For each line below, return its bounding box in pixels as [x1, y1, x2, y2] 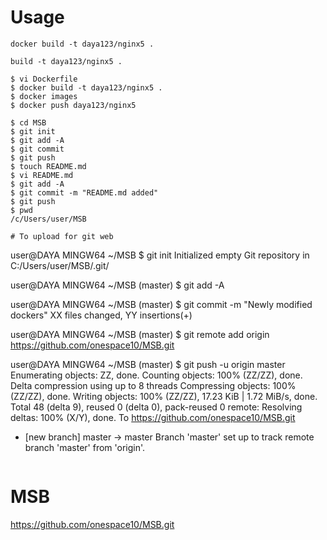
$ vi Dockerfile [10, 74, 78, 84]
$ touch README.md [10, 161, 87, 171]
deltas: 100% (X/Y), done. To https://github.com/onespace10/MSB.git [10, 411, 296, 423]
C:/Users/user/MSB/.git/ [10, 259, 110, 271]
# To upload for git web [10, 231, 114, 241]
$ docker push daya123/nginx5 [10, 100, 137, 110]
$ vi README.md [10, 170, 74, 180]
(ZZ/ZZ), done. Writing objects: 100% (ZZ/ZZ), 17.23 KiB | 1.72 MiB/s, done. [10, 390, 318, 402]
